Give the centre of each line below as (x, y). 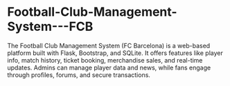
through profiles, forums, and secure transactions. (79, 75)
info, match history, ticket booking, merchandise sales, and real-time (105, 60)
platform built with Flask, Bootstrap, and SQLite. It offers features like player (115, 53)
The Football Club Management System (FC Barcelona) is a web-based (109, 45)
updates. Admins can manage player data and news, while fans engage (109, 67)
